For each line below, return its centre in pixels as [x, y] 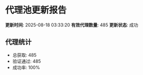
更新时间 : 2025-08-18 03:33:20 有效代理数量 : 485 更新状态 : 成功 [72, 25]
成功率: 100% [26, 67]
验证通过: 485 [26, 61]
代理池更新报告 [36, 10]
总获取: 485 [24, 55]
